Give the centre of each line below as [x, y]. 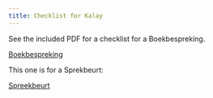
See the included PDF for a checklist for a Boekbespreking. [107, 39]
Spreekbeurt [29, 85]
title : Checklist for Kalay [56, 16]
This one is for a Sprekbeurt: [56, 70]
